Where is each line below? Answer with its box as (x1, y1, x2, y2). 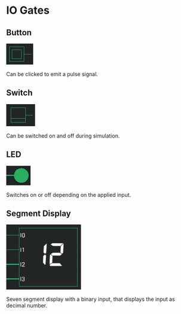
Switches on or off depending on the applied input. (6, 191, 131, 198)
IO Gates (6, 4, 50, 17)
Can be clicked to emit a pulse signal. (6, 71, 99, 78)
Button (6, 28, 32, 38)
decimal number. (6, 302, 48, 309)
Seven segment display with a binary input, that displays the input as (6, 295, 175, 303)
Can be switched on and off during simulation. (6, 132, 120, 139)
